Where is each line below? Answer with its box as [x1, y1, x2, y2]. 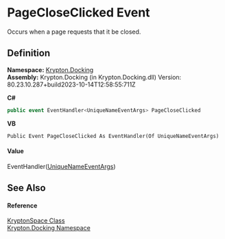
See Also [7, 182, 46, 194]
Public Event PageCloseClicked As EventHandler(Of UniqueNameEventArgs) [7, 133, 220, 139]
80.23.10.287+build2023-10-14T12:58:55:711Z [7, 80, 136, 89]
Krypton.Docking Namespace [7, 224, 91, 232]
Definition [7, 47, 50, 59]
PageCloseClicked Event [7, 5, 150, 21]
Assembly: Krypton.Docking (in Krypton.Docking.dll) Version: [7, 73, 182, 81]
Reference [7, 201, 38, 209]
